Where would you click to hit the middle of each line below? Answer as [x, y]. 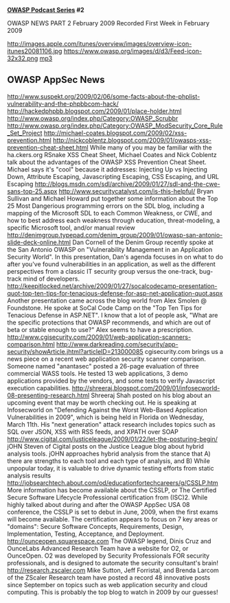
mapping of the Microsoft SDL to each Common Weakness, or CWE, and [110, 213]
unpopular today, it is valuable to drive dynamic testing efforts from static [111, 468]
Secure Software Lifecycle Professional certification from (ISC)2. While [107, 497]
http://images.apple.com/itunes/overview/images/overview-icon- [100, 44]
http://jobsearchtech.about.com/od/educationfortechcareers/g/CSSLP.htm [113, 482]
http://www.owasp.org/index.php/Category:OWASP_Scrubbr [93, 118]
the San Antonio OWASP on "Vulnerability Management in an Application [110, 249]
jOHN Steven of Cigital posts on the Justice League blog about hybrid [106, 446]
